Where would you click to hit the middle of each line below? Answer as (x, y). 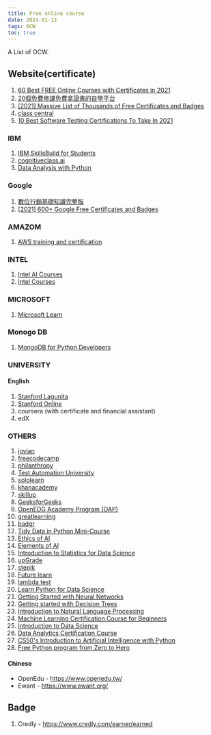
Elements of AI (38, 546)
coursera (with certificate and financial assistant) (86, 411)
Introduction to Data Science (58, 626)
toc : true (22, 33)
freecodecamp (39, 458)
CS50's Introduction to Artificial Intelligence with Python (97, 640)
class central (36, 113)
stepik (26, 568)
